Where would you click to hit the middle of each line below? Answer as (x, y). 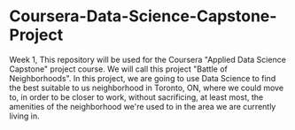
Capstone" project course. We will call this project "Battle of (118, 69)
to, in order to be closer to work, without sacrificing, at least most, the (136, 97)
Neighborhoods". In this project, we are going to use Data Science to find (143, 78)
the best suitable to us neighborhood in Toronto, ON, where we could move (147, 88)
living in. (24, 116)
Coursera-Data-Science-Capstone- (143, 16)
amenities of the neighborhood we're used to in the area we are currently (143, 106)
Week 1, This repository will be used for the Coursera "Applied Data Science (147, 59)
